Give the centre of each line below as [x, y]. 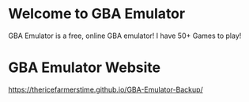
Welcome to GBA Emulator [97, 14]
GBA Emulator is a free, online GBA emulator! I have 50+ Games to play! [125, 36]
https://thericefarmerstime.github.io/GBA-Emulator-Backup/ [106, 89]
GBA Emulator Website [85, 68]
